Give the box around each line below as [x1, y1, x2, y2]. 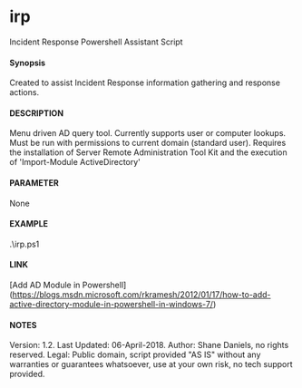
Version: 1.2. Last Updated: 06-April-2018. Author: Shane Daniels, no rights [9, 340, 289, 351]
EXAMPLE [9, 218, 48, 229]
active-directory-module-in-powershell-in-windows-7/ [9, 298, 214, 309]
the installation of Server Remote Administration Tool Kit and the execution [9, 147, 287, 158]
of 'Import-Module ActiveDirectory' [9, 157, 141, 168]
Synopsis [9, 57, 46, 68]
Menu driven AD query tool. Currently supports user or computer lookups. [9, 128, 287, 139]
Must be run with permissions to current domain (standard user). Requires [9, 138, 287, 149]
